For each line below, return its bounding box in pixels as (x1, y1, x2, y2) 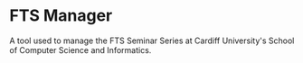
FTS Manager (9, 5, 113, 26)
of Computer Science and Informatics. (9, 44, 152, 55)
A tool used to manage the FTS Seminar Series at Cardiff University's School (9, 35, 295, 46)
